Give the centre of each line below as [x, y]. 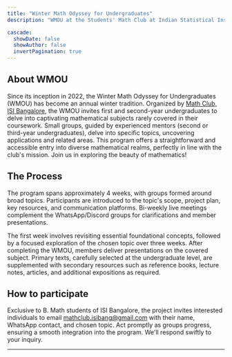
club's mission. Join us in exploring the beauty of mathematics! [97, 154]
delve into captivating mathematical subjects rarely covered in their [103, 118]
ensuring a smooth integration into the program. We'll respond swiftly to [109, 332]
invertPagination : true [47, 52]
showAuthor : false [40, 45]
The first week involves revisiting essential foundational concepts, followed [114, 236]
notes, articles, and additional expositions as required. [84, 272]
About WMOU [38, 80]
